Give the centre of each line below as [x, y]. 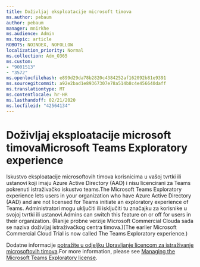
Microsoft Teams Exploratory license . [52, 258]
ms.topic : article [29, 39]
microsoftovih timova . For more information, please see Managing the [91, 252]
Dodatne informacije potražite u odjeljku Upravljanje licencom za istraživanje [100, 245]
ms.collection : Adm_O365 [37, 56]
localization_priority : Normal [45, 51]
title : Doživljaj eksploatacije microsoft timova [69, 12]
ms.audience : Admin [30, 34]
